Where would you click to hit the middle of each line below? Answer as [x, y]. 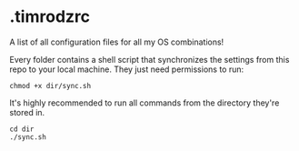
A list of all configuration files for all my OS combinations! [117, 42]
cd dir [22, 129]
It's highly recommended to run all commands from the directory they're [145, 103]
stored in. [27, 112]
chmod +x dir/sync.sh [50, 86]
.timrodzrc [50, 17]
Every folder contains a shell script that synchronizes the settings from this [149, 59]
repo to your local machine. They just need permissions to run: [127, 69]
